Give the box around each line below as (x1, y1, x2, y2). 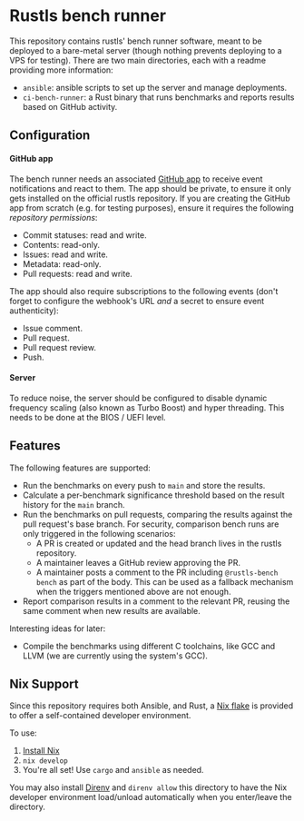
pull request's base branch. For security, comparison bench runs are (22, 519, 279, 529)
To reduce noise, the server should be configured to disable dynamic (9, 392, 268, 403)
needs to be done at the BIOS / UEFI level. (9, 411, 166, 422)
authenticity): (9, 305, 59, 316)
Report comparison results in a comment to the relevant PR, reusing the (22, 596, 290, 607)
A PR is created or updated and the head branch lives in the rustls (35, 538, 282, 549)
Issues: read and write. (22, 249, 109, 260)
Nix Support (9, 676, 79, 691)
